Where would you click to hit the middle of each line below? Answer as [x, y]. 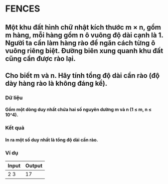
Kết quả [15, 128]
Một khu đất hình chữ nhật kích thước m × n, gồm [83, 27]
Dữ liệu [14, 97]
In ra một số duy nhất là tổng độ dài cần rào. [52, 140]
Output [34, 166]
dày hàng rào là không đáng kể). [56, 83]
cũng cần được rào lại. [41, 58]
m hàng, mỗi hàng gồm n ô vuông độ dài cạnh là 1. [84, 35]
